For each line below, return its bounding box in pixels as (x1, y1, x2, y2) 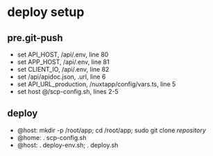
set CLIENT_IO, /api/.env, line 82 (17, 65, 110, 73)
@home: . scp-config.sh (17, 133, 87, 141)
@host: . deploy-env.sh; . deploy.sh (17, 141, 119, 149)
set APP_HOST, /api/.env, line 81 (17, 58, 110, 66)
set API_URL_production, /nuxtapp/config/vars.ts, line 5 (17, 80, 176, 88)
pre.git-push (7, 32, 64, 44)
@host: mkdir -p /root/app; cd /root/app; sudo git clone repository (17, 126, 206, 134)
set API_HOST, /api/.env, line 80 (17, 50, 109, 58)
